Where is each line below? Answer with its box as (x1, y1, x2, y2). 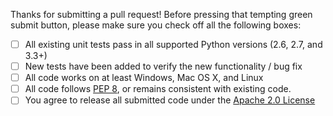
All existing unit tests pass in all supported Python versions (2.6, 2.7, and (24, 39, 323, 50)
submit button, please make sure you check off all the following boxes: (10, 19, 302, 31)
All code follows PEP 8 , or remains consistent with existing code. (24, 83, 292, 95)
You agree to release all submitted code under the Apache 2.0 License (24, 94, 316, 106)
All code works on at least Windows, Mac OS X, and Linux (24, 72, 264, 84)
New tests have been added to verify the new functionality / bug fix (24, 60, 303, 73)
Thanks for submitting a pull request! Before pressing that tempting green (10, 9, 313, 20)
